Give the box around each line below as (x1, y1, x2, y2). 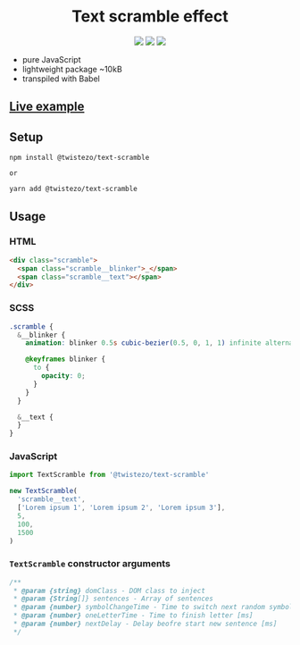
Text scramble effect (71, 6, 229, 27)
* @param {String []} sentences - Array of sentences (12, 594, 214, 604)
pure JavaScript (21, 54, 82, 64)
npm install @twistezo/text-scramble (9, 154, 150, 163)
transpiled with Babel (21, 73, 100, 84)
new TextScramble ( (9, 487, 78, 496)
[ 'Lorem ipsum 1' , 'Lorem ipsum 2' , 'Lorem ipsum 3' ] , (17, 503, 226, 513)
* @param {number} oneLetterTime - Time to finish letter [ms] (12, 611, 254, 620)
